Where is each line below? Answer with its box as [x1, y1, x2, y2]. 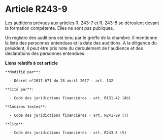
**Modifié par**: [5, 69, 41, 75]
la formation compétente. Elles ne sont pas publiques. [5, 25, 114, 31]
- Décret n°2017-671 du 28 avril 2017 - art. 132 [9, 78, 113, 83]
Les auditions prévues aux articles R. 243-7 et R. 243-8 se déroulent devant [5, 20, 159, 26]
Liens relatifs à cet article [5, 60, 58, 66]
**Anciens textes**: [5, 104, 48, 109]
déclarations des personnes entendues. [5, 50, 86, 56]
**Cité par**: [5, 87, 34, 92]
